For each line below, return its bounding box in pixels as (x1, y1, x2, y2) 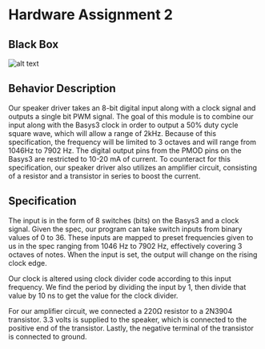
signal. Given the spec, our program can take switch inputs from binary (8, 224, 243, 234)
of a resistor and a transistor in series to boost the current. (8, 170, 201, 181)
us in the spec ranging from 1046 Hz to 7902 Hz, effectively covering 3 (8, 241, 243, 251)
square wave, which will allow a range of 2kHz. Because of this (8, 128, 217, 138)
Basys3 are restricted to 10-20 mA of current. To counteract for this (8, 154, 231, 163)
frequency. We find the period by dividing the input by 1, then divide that (8, 282, 247, 291)
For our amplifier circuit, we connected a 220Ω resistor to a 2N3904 (8, 306, 233, 315)
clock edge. (8, 258, 47, 267)
